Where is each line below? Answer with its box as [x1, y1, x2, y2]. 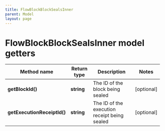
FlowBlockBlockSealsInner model [5, 37, 145, 48]
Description [97, 68, 126, 75]
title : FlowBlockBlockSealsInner [5, 7, 74, 12]
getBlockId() [7, 86, 38, 93]
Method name [20, 68, 54, 75]
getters [5, 47, 36, 59]
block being [93, 86, 120, 93]
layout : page [5, 16, 32, 21]
